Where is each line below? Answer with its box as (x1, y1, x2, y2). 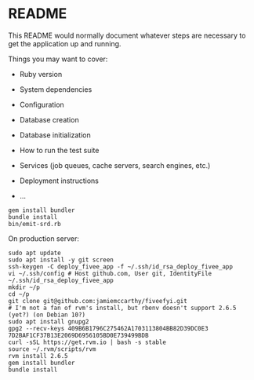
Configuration (19, 100, 64, 109)
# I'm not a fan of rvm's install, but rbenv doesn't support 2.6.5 (8, 304, 237, 312)
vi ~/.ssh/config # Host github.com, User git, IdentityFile (8, 269, 212, 277)
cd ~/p (8, 290, 30, 298)
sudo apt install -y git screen (8, 256, 114, 264)
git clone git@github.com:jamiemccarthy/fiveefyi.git (8, 297, 188, 305)
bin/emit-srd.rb (8, 220, 61, 228)
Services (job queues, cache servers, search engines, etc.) (19, 160, 211, 170)
